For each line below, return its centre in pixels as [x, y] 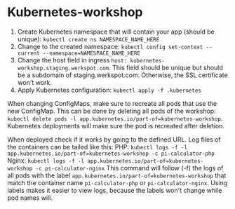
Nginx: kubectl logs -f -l [46, 160]
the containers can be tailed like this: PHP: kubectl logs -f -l [98, 147]
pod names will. [30, 198]
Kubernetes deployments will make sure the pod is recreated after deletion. [116, 126]
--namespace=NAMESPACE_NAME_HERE [92, 53]
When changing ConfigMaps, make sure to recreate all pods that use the [112, 103]
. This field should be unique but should [166, 67]
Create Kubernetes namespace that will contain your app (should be [116, 32]
